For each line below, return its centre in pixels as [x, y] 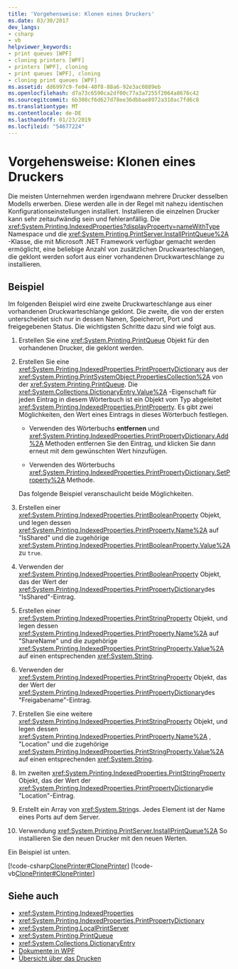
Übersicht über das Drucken [60, 958]
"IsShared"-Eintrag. [47, 597]
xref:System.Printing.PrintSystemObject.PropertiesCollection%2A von [120, 377]
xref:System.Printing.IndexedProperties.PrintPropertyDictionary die [116, 788]
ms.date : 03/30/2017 [39, 21]
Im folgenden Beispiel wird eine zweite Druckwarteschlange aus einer [110, 304]
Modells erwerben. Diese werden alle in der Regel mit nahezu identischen [116, 204]
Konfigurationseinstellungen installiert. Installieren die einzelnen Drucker [114, 211]
